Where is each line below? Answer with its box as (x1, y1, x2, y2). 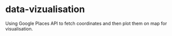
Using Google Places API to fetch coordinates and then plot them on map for (5, 20, 167, 26)
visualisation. (5, 25, 33, 31)
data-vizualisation (5, 4, 85, 15)
